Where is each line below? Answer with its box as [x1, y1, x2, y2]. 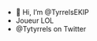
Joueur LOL [15, 16, 54, 25]
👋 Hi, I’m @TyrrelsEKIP [15, 8, 89, 17]
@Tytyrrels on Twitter [15, 24, 87, 33]
